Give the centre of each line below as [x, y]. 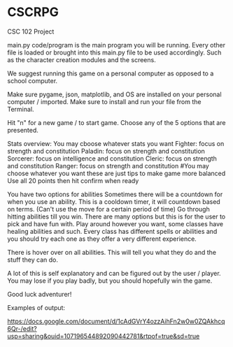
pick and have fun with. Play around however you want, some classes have [115, 223]
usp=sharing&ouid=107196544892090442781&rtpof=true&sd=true [104, 336]
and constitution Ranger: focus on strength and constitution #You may [108, 165]
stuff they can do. [33, 260]
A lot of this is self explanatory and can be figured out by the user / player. [114, 273]
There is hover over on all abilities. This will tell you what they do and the [112, 252]
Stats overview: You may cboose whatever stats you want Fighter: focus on [116, 143]
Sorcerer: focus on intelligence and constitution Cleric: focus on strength [112, 158]
